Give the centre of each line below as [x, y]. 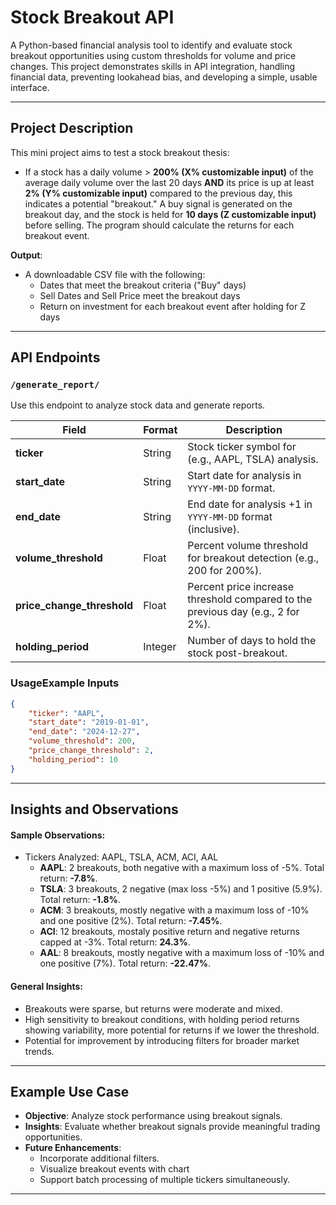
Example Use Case [70, 1091]
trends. [39, 1051]
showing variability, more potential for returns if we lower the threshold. [172, 1030]
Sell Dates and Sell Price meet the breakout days [140, 295]
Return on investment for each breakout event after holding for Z [173, 306]
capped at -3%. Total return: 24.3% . [115, 942]
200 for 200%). [224, 571]
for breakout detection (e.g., [253, 558]
